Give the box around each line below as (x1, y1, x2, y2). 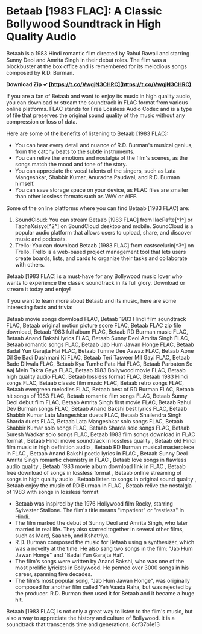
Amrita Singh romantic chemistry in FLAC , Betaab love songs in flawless (6, 456, 187, 463)
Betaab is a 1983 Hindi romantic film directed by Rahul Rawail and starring (6, 49, 190, 57)
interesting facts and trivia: (6, 303, 73, 311)
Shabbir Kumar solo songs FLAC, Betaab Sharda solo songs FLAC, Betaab (6, 424, 190, 431)
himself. (14, 180, 35, 187)
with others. (14, 261, 45, 268)
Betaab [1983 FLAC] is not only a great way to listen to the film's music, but (6, 607, 193, 615)
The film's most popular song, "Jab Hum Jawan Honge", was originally (14, 577, 190, 584)
